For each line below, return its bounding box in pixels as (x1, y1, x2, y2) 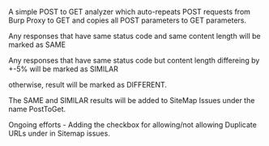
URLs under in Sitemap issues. (8, 129, 111, 138)
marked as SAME (8, 40, 66, 49)
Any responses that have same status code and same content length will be (8, 32, 261, 41)
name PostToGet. (8, 105, 66, 114)
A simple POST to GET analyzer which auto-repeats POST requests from (8, 7, 251, 16)
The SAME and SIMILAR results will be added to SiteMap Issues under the (8, 96, 255, 105)
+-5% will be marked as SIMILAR (8, 64, 119, 74)
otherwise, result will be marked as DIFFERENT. (8, 80, 168, 89)
